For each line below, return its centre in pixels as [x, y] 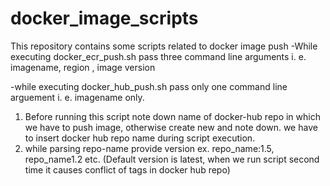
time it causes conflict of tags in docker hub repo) [127, 169]
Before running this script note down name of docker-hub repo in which [172, 116]
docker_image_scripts [104, 18]
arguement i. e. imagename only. [77, 97]
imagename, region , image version [83, 67]
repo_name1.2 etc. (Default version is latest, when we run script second [172, 159]
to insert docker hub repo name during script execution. [140, 138]
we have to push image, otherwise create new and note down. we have [171, 127]
